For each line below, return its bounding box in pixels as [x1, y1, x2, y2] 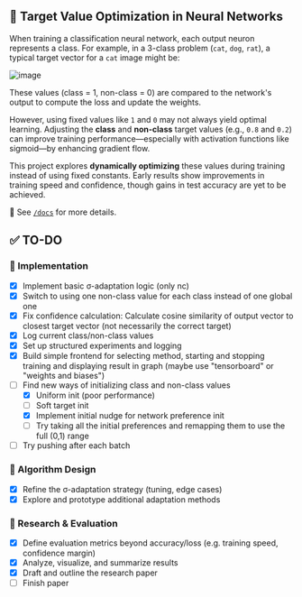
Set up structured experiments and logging [22, 340, 182, 351]
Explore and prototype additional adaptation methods [22, 493, 221, 505]
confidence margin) [22, 547, 96, 559]
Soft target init [35, 400, 89, 410]
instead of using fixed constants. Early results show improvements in [9, 170, 265, 180]
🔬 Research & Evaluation [9, 517, 119, 529]
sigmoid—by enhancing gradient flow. [9, 142, 151, 153]
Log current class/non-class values [22, 330, 154, 341]
